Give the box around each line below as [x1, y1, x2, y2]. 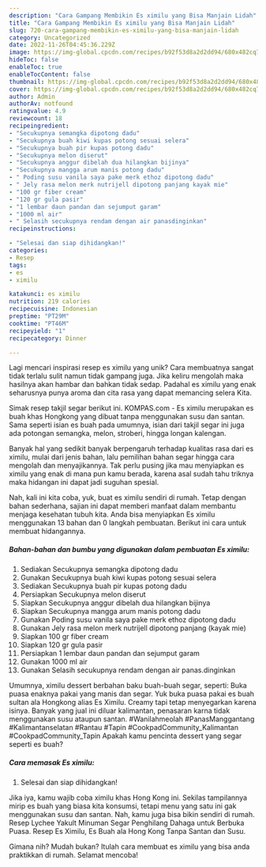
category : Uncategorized [9, 33, 91, 42]
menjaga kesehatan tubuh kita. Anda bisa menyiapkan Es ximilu [9, 509, 215, 519]
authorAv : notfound [9, 100, 73, 108]
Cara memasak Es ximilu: [9, 757, 95, 767]
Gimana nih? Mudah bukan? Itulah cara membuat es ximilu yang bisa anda [9, 842, 250, 851]
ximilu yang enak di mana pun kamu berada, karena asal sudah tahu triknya [9, 469, 254, 479]
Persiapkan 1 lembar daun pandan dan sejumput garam [20, 649, 200, 658]
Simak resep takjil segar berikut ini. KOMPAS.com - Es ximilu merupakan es [9, 403, 254, 413]
